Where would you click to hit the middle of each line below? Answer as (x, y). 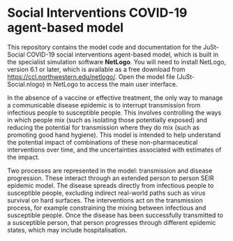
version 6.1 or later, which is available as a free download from (97, 69)
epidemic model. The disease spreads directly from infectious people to (111, 185)
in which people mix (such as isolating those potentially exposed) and (107, 119)
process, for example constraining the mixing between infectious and (107, 207)
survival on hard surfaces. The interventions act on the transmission (105, 200)
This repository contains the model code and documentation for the (105, 47)
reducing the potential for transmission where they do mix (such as (104, 127)
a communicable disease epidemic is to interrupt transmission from (104, 105)
